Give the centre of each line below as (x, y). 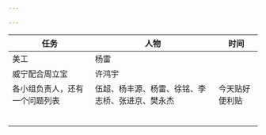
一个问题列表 (36, 100)
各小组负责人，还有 (48, 88)
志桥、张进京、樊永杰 (135, 100)
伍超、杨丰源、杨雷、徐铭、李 (150, 88)
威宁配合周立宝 (40, 74)
